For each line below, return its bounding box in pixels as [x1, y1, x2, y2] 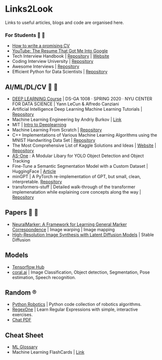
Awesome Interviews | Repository [12, 63, 79, 69]
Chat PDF [12, 317, 32, 323]
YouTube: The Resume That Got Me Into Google [12, 48, 108, 54]
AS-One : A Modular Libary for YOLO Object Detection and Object [12, 153, 144, 159]
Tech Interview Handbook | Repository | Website [12, 53, 109, 59]
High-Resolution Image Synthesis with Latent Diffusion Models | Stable [12, 232, 154, 238]
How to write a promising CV [12, 43, 70, 49]
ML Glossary [12, 344, 38, 350]
